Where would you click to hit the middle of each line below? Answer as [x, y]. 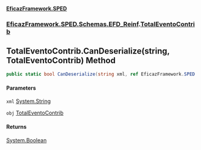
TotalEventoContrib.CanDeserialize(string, [88, 51]
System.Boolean [26, 140]
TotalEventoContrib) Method [61, 60]
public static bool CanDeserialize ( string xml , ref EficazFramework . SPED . [102, 74]
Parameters [21, 88]
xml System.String [29, 101]
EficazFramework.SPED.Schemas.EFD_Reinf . [73, 24]
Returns [17, 127]
